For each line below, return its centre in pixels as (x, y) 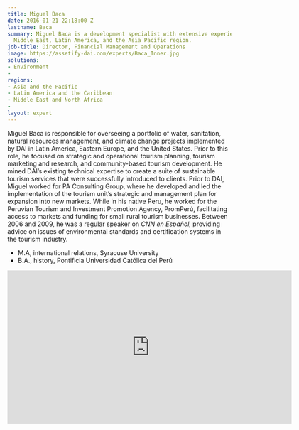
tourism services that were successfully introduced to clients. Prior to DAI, (116, 178)
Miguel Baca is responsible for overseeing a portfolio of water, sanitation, (114, 133)
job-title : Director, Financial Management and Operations (97, 47)
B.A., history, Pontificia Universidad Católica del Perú (95, 260)
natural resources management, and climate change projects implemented (116, 141)
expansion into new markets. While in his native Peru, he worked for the (112, 201)
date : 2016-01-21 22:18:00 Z (50, 21)
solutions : (23, 60)
